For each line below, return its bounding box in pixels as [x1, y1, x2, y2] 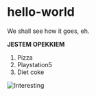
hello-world [7, 4, 75, 20]
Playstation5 [16, 60, 53, 69]
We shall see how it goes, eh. [7, 27, 90, 35]
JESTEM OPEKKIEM [7, 40, 65, 48]
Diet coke [16, 68, 45, 76]
